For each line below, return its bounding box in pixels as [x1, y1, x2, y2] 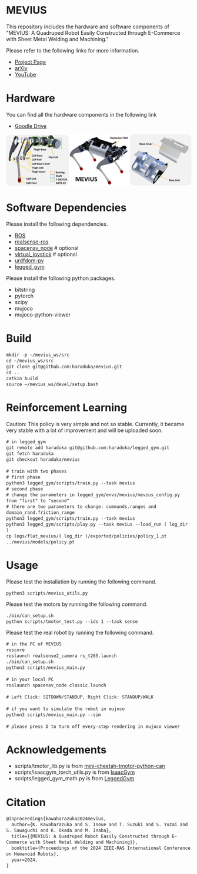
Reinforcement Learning [6, 401, 128, 414]
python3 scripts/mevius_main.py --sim [6, 711, 101, 718]
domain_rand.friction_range [6, 509, 75, 516]
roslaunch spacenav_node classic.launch [6, 682, 107, 688]
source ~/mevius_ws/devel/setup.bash [6, 381, 99, 387]
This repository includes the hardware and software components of [6, 23, 169, 30]
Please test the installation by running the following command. [6, 578, 157, 585]
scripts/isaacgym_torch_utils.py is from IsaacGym [14, 769, 135, 776]
